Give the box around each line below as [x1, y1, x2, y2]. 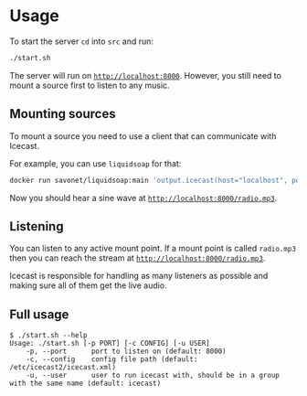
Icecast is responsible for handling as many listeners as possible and [9, 271, 269, 282]
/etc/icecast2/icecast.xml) [9, 363, 117, 372]
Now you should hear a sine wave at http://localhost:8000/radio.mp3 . [9, 192, 278, 203]
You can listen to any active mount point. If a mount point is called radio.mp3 [9, 243, 297, 254]
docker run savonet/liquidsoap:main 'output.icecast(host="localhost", [9, 176, 288, 185]
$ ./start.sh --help [9, 331, 89, 340]
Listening [9, 219, 64, 234]
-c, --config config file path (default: [26, 355, 198, 364]
